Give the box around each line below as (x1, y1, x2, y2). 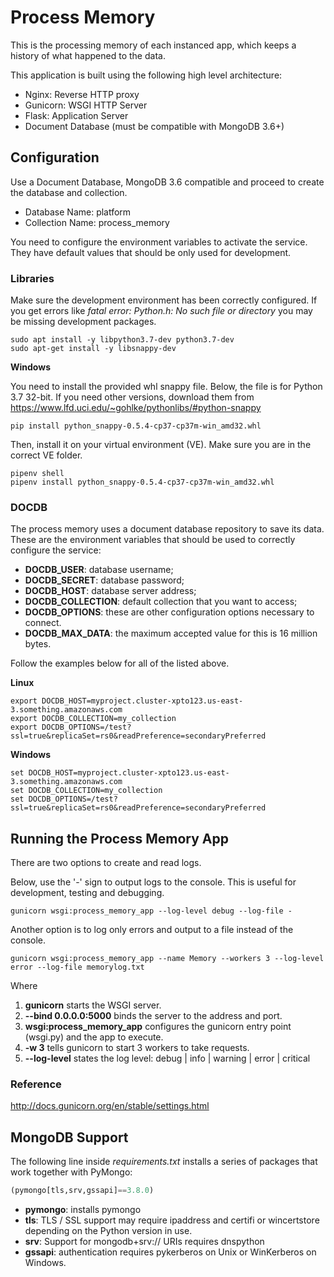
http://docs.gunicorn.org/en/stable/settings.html (10, 1100, 210, 1112)
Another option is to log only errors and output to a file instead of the (10, 924, 294, 936)
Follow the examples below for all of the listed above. (10, 657, 230, 670)
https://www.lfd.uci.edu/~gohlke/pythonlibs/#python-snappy (10, 402, 262, 414)
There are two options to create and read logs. (10, 857, 202, 869)
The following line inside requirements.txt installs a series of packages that (10, 1156, 318, 1168)
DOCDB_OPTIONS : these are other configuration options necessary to (24, 606, 315, 618)
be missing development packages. (10, 316, 157, 328)
